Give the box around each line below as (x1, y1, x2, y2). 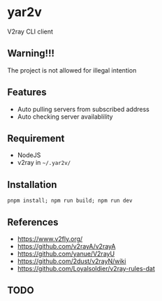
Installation (7, 179, 57, 191)
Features (7, 87, 47, 98)
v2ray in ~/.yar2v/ (17, 159, 71, 167)
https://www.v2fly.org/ (17, 235, 83, 243)
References (7, 216, 59, 228)
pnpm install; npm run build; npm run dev (7, 197, 133, 205)
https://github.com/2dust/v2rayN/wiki (17, 257, 126, 265)
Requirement (7, 132, 65, 144)
